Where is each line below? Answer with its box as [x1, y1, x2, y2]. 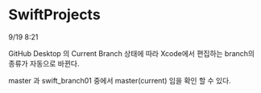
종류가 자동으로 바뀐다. [8, 59, 80, 68]
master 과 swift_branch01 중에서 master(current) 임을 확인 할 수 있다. [8, 75, 231, 85]
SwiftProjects [8, 6, 101, 24]
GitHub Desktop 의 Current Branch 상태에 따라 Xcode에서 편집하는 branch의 [8, 48, 255, 58]
